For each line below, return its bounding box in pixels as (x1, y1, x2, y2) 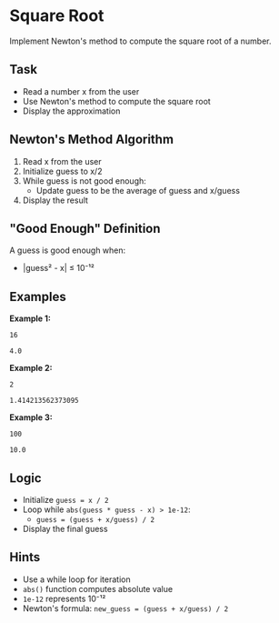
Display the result (22, 195, 89, 206)
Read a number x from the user (22, 85, 140, 96)
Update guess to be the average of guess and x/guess (35, 185, 241, 196)
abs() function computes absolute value (22, 583, 174, 594)
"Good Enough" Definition (9, 220, 161, 236)
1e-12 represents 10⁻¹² (22, 593, 106, 604)
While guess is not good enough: (22, 175, 147, 186)
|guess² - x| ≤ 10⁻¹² (22, 263, 95, 274)
